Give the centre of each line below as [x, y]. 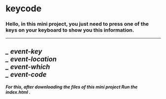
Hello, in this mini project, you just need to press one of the [77, 24]
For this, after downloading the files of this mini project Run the [72, 87]
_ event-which [28, 67]
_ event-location [31, 59]
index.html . [18, 92]
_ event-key [24, 51]
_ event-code [26, 74]
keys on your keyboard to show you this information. [70, 30]
